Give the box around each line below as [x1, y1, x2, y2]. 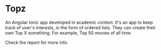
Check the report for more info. [5, 39, 69, 45]
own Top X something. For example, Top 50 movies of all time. [5, 30, 132, 36]
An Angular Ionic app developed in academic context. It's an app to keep [5, 19, 153, 25]
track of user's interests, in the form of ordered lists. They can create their [5, 24, 156, 30]
